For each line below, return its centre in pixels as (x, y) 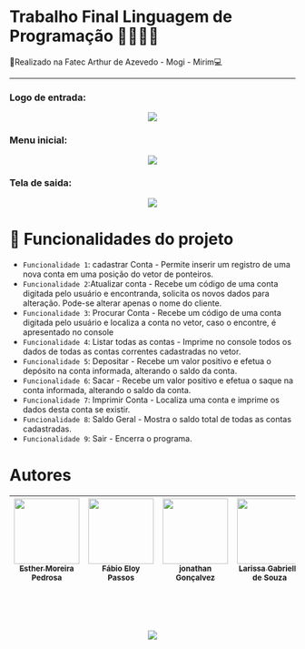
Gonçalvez (195, 577)
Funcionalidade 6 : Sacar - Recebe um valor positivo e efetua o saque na (157, 380)
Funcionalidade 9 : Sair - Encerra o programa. (107, 438)
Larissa (252, 568)
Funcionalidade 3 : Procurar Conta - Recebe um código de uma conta (152, 312)
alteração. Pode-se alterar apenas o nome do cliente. (122, 303)
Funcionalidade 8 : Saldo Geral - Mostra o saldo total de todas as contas (157, 419)
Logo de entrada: (48, 97)
